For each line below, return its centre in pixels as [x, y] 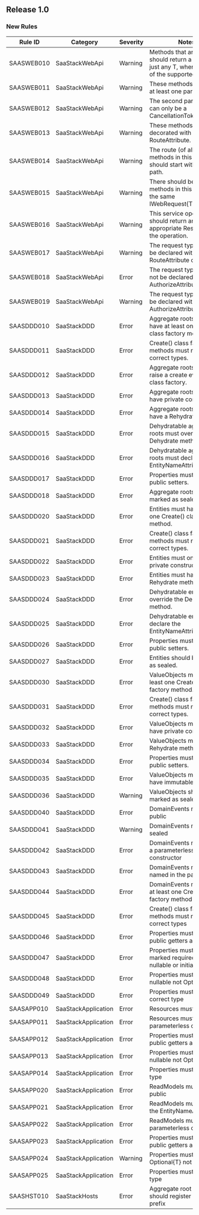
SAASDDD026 [29, 644]
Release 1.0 [28, 10]
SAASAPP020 [29, 1090]
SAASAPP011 [29, 1022]
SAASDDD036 [29, 795]
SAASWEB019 [30, 302]
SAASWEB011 [30, 87]
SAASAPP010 [29, 1008]
